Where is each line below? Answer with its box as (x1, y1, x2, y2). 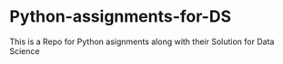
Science (9, 45, 40, 56)
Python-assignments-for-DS (9, 6, 232, 27)
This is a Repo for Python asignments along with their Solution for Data (9, 36, 275, 47)
